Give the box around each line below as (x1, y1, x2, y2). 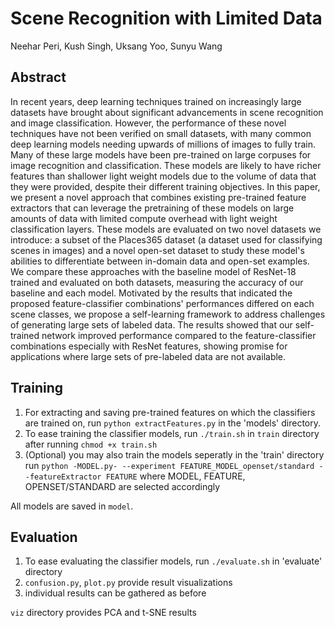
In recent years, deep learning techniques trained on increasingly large (10, 95, 302, 107)
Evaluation (10, 528, 78, 546)
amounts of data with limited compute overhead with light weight (10, 212, 278, 224)
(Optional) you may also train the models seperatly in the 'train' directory (24, 448, 325, 461)
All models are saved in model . (10, 500, 134, 512)
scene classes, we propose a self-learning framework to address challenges (10, 308, 326, 320)
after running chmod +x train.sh (24, 438, 158, 450)
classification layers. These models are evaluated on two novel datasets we (10, 223, 322, 235)
